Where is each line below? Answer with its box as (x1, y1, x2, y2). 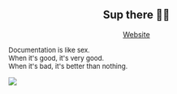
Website (123, 29, 150, 39)
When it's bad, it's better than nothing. (8, 62, 128, 70)
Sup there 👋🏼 (102, 8, 171, 22)
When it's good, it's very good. (8, 53, 104, 62)
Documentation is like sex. (8, 45, 91, 54)
